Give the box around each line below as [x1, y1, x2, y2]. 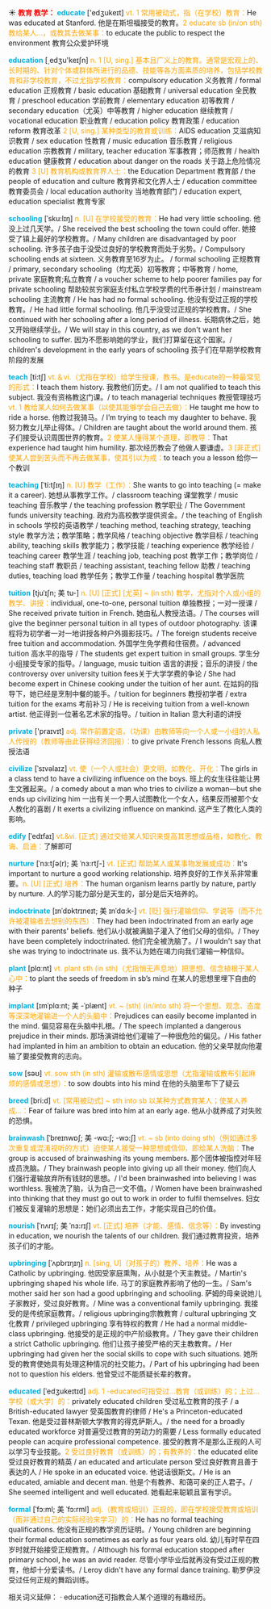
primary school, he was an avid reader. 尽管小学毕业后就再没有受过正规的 [8, 1555, 252, 1565]
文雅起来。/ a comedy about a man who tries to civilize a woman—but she [15, 784, 262, 794]
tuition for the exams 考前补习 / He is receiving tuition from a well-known [8, 699, 250, 709]
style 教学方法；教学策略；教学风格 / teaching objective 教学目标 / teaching [8, 530, 259, 540]
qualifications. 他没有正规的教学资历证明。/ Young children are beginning [8, 1525, 252, 1534]
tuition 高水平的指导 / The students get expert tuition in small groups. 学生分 [8, 649, 261, 658]
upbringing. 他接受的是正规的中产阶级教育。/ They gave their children [27, 1329, 259, 1339]
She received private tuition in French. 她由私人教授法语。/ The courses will [8, 609, 260, 618]
